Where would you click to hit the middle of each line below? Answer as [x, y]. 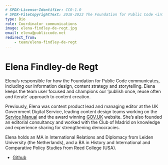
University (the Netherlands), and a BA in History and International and [78, 142]
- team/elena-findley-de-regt [46, 42]
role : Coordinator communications [41, 24]
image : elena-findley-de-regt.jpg [41, 28]
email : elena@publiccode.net [35, 33]
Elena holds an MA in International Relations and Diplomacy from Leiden [79, 137]
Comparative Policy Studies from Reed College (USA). [61, 148]
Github [19, 157]
